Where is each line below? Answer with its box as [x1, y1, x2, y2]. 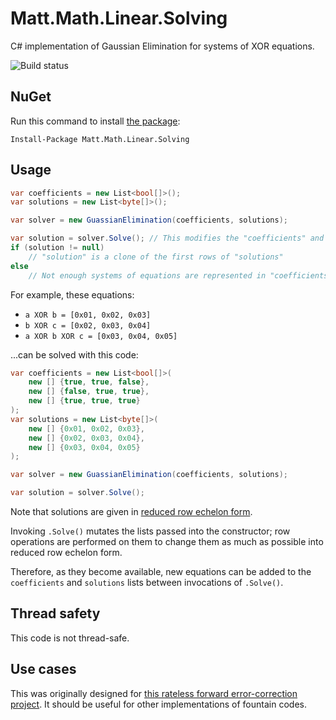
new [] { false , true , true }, [28, 387, 150, 397]
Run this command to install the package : [10, 115, 181, 127]
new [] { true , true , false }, [28, 377, 150, 387]
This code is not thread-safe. [10, 632, 130, 644]
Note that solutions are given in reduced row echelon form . [10, 506, 253, 518]
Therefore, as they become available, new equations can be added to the [10, 566, 312, 578]
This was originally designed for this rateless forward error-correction [10, 687, 298, 699]
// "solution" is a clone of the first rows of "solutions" [28, 252, 284, 262]
